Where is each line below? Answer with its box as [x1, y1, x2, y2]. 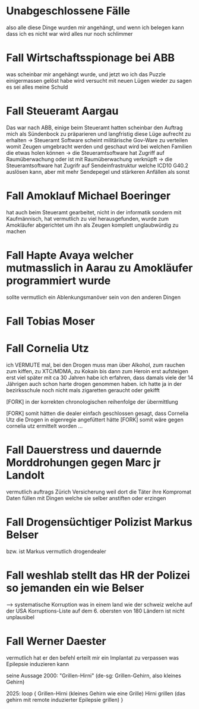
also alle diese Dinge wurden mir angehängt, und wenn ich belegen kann [6, 24, 184, 31]
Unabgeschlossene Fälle [6, 4, 131, 18]
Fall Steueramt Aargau [6, 104, 119, 118]
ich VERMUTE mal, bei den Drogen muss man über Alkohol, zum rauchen [6, 361, 185, 368]
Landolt [6, 468, 45, 482]
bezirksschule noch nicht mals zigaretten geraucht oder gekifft [6, 386, 160, 393]
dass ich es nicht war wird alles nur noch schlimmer [6, 30, 133, 37]
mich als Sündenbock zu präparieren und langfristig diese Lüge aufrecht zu [6, 130, 191, 138]
